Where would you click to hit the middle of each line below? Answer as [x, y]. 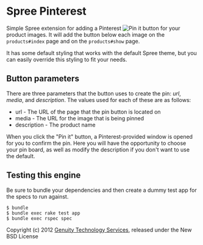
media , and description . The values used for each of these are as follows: [99, 100]
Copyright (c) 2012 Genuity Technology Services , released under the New [99, 230]
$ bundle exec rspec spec [39, 218]
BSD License [22, 236]
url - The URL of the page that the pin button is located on [88, 112]
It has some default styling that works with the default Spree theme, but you [101, 53]
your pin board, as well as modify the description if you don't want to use [98, 149]
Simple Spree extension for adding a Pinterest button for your [94, 28]
